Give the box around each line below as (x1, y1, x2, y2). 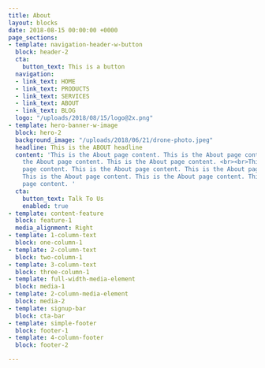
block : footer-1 (15, 326, 69, 335)
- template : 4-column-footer (8, 334, 104, 342)
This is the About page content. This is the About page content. (22, 173, 245, 181)
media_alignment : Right (15, 224, 93, 232)
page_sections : (8, 33, 58, 42)
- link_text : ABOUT (15, 99, 80, 107)
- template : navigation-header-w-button (8, 41, 144, 49)
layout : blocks (8, 19, 58, 27)
